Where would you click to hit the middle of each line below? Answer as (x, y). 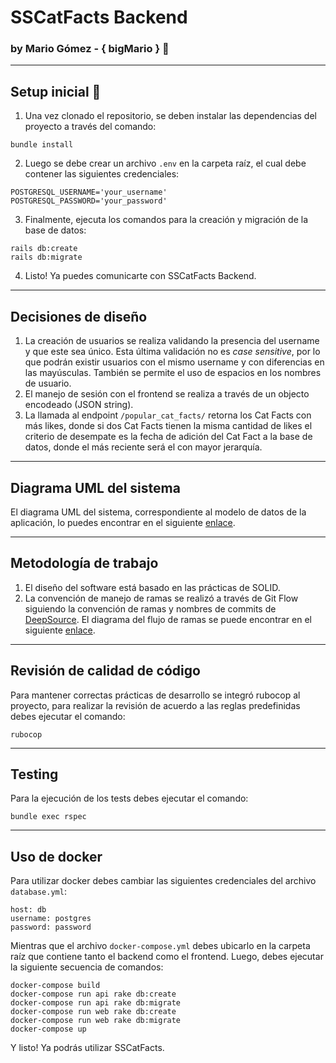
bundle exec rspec (48, 817)
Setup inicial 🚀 (56, 91)
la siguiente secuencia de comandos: (87, 967)
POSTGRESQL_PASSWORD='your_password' (89, 201)
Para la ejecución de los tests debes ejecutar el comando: (129, 798)
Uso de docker (56, 856)
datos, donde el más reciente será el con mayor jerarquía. (143, 447)
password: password (51, 927)
